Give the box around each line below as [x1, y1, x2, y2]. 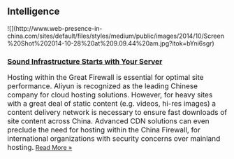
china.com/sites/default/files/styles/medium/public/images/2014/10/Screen [7, 32, 225, 40]
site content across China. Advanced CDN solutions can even [7, 116, 210, 126]
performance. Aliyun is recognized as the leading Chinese [7, 81, 198, 91]
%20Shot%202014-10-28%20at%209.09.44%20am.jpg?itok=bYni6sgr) [7, 39, 214, 48]
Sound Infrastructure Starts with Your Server [7, 56, 163, 66]
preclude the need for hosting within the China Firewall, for [7, 125, 200, 135]
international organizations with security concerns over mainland [7, 134, 221, 144]
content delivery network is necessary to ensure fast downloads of [7, 108, 228, 118]
